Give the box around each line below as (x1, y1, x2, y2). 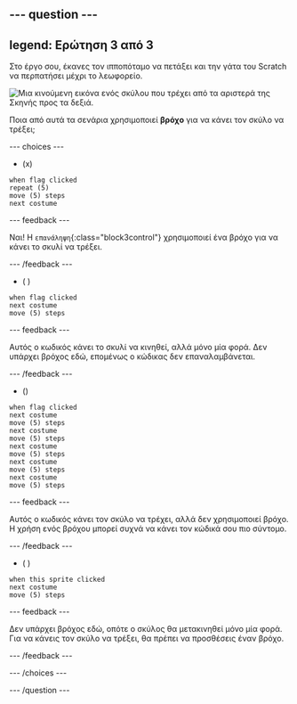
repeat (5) (9, 184, 50, 192)
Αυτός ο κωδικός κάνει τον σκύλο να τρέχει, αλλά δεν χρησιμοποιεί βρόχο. (9, 514, 289, 525)
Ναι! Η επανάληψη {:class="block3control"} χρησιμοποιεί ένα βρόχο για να (9, 232, 278, 243)
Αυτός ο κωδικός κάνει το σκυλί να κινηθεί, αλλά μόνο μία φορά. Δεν (9, 342, 268, 353)
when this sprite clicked (9, 575, 105, 585)
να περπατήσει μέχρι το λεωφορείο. (9, 70, 143, 81)
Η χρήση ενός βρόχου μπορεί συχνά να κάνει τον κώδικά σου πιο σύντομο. (9, 523, 287, 534)
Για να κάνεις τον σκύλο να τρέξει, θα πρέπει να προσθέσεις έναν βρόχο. (9, 633, 285, 644)
